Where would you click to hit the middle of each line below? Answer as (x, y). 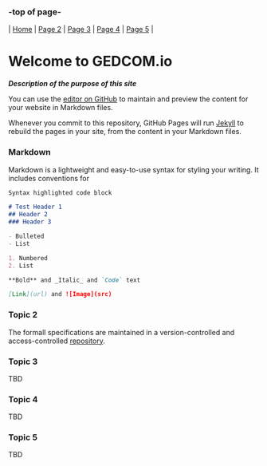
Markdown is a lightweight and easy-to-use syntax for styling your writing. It (133, 169)
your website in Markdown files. (61, 108)
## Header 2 (28, 215)
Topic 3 (23, 361)
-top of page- (35, 12)
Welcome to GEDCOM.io (90, 61)
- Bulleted (26, 237)
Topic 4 (23, 399)
